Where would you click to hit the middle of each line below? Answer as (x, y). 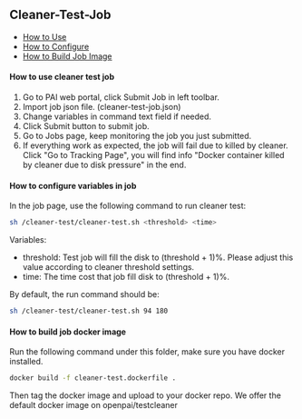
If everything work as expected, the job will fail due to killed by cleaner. (155, 145)
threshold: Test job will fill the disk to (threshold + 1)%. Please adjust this (158, 257)
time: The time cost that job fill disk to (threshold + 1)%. (126, 277)
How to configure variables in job (73, 185)
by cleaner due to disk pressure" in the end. (104, 165)
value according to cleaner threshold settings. (108, 267)
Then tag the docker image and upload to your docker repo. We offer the (145, 395)
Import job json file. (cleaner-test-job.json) (102, 107)
